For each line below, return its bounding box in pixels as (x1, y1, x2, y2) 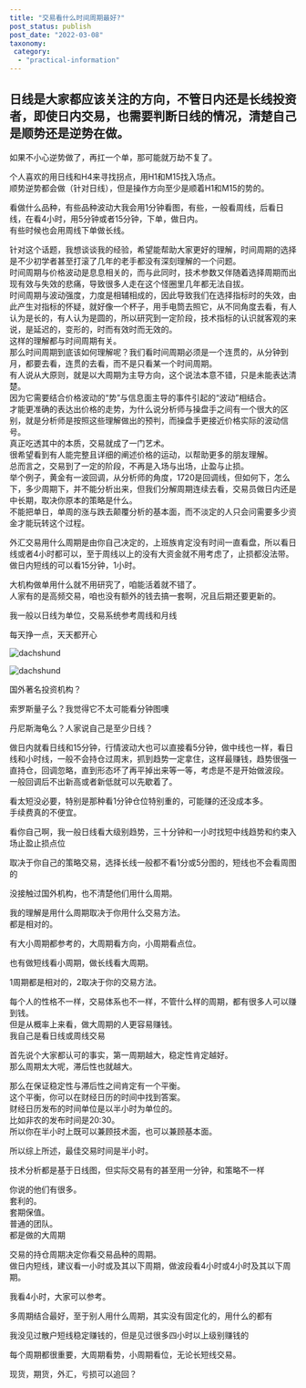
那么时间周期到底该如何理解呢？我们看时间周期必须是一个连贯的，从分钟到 (9, 346, 289, 357)
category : (13, 47, 51, 57)
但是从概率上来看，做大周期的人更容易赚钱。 (9, 1018, 178, 1030)
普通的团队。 (9, 1218, 57, 1229)
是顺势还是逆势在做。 (9, 126, 129, 141)
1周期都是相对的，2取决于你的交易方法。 (9, 976, 162, 987)
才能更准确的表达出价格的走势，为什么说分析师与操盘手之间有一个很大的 (9, 403, 280, 415)
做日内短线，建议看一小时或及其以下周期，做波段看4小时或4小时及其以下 (9, 1259, 284, 1271)
